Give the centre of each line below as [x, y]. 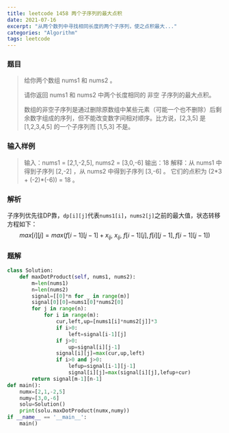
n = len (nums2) [50, 290]
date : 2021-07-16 [32, 20]
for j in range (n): [59, 309]
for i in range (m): [71, 315]
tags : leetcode [29, 39]
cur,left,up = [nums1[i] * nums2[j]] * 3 [106, 322]
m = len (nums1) [50, 283]
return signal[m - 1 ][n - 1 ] [67, 379]
